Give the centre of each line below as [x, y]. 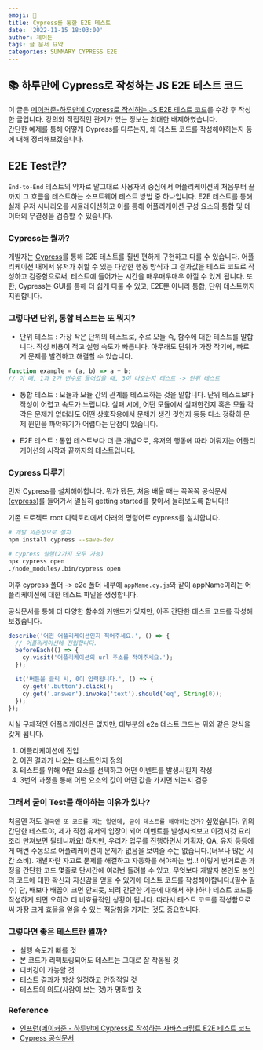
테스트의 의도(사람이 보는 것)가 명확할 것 [81, 989]
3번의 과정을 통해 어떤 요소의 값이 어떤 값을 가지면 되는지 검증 [113, 780]
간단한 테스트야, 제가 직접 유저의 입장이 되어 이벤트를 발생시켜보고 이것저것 [122, 831]
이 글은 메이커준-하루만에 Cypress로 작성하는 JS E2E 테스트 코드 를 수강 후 [122, 109]
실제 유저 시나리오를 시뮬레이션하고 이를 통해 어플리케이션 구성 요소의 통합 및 [126, 206]
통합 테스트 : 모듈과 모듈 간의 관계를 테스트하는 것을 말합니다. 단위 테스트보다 [137, 394]
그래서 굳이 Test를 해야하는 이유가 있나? [79, 803]
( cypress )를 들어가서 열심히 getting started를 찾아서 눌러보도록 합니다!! [119, 501]
